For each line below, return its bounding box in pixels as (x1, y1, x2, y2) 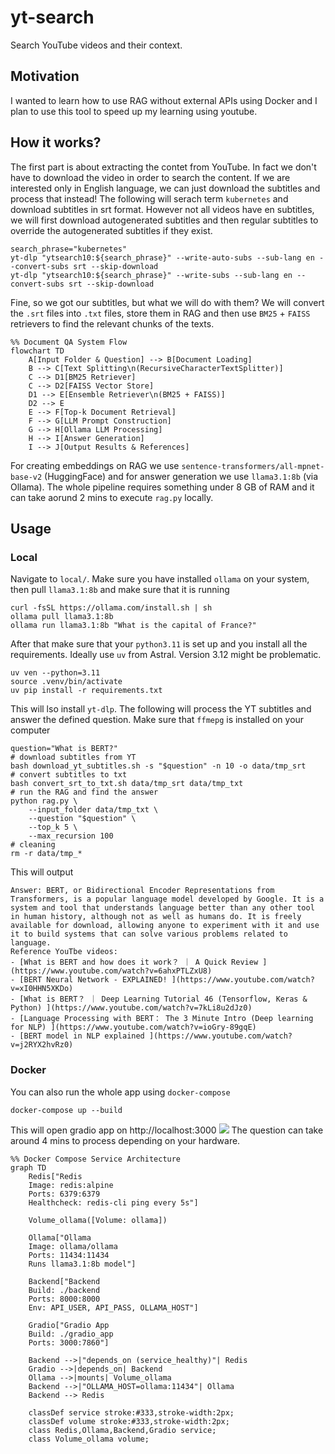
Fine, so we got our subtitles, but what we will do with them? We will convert (10, 296, 325, 308)
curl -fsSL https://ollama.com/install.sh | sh (10, 603, 213, 613)
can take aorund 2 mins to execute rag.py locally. (10, 491, 214, 503)
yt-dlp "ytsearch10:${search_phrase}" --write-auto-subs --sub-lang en (10, 252, 315, 263)
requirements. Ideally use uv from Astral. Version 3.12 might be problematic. (10, 649, 322, 661)
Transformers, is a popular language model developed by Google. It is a (10, 894, 325, 905)
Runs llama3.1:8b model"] (28, 1259, 137, 1269)
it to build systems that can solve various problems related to (10, 929, 288, 940)
